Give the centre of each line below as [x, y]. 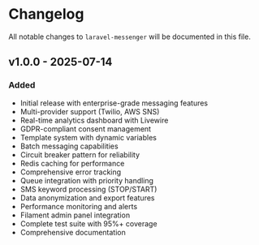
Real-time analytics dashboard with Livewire [94, 120]
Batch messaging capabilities [69, 146]
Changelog [46, 14]
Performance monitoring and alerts [79, 206]
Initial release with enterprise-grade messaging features [114, 103]
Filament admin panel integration [75, 215]
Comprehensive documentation [73, 232]
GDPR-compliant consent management [86, 129]
